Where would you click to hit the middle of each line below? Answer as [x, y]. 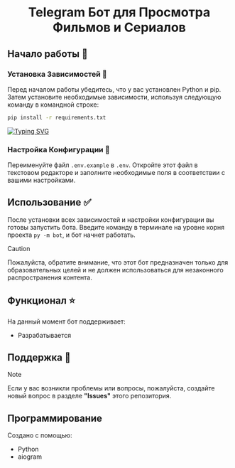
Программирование [55, 418]
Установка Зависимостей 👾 [58, 74]
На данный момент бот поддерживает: [66, 321]
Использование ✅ [49, 202]
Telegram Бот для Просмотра [119, 12]
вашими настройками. [42, 180]
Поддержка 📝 [39, 357]
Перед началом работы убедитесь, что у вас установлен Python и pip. [114, 89]
